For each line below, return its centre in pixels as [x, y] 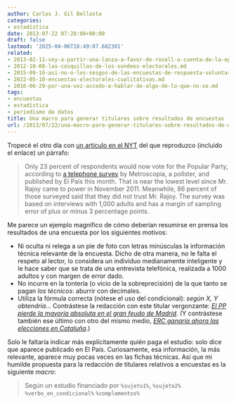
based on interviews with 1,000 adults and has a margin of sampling [123, 203]
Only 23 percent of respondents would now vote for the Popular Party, [126, 166]
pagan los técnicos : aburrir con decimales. [79, 291]
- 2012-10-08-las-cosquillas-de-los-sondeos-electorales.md [97, 66]
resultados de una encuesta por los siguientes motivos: [87, 232]
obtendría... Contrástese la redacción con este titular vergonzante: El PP [122, 305]
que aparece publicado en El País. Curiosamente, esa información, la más [114, 349]
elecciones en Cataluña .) [54, 328]
